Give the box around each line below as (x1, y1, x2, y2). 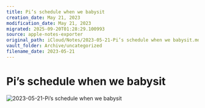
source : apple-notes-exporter (6, 32, 84, 38)
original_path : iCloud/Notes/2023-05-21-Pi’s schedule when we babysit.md (6, 37, 201, 43)
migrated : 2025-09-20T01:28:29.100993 (6, 25, 105, 32)
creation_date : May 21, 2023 (6, 15, 81, 21)
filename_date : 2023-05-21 (6, 49, 75, 55)
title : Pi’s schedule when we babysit (6, 8, 105, 15)
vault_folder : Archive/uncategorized (6, 43, 103, 49)
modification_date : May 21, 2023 (6, 20, 92, 26)
